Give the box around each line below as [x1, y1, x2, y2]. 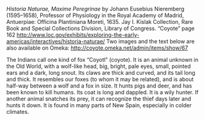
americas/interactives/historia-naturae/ [6, 38, 105, 45]
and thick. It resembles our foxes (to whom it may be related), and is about [6, 76, 194, 83]
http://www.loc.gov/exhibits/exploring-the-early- [16, 31, 140, 39]
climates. [6, 108, 29, 115]
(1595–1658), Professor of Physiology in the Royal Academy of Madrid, [6, 12, 184, 19]
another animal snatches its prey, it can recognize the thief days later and [6, 95, 192, 102]
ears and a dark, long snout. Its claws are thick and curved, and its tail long [6, 69, 196, 76]
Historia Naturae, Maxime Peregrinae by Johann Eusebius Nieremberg [6, 6, 185, 12]
